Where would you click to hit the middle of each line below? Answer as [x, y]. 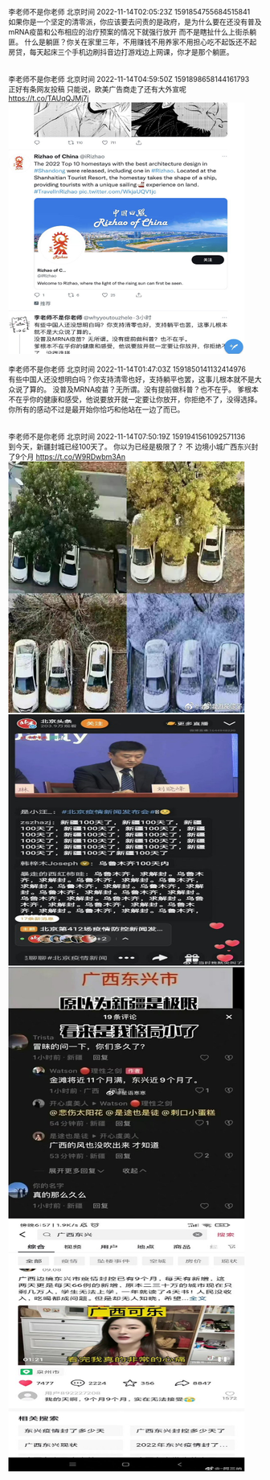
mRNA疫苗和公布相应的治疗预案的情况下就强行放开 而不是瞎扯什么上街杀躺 [133, 32]
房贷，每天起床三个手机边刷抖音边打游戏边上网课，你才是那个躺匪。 [121, 52]
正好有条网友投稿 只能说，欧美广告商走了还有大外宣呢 [97, 89]
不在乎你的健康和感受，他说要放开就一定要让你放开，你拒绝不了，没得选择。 [135, 399]
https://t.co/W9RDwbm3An [81, 456]
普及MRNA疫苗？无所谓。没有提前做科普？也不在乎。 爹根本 [159, 389]
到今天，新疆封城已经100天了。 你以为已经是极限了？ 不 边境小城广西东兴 [130, 446]
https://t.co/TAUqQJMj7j [49, 98]
